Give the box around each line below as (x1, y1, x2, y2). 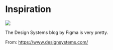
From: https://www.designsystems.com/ (5, 39, 88, 45)
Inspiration (5, 3, 51, 15)
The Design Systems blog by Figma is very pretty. (5, 29, 108, 35)
